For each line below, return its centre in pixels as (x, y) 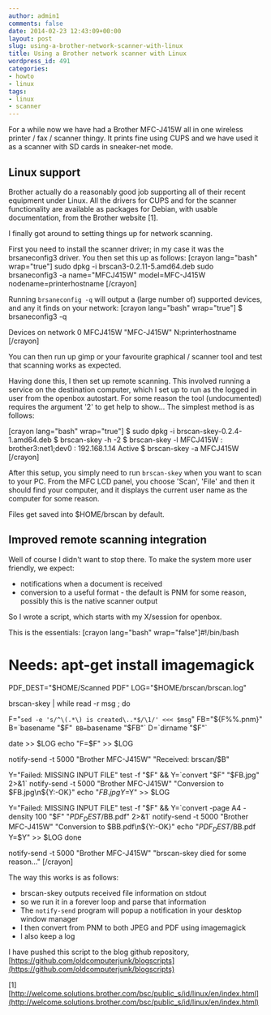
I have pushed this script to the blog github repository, (99, 952)
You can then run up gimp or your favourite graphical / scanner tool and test (135, 356)
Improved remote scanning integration (108, 540)
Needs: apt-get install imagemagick (131, 665)
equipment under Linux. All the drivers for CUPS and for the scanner (123, 200)
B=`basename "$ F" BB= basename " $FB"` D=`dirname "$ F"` (108, 728)
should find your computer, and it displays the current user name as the (128, 490)
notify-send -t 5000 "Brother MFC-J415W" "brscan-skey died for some (128, 854)
